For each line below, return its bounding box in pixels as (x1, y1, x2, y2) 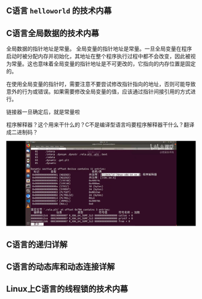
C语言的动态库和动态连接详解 (6, 261, 115, 272)
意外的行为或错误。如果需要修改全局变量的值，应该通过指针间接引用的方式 (6, 88, 191, 95)
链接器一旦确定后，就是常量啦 (6, 108, 80, 116)
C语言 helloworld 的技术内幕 (6, 5, 112, 16)
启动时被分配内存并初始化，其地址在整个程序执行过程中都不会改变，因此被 (6, 53, 191, 60)
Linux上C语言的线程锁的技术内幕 (6, 284, 128, 294)
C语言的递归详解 (6, 239, 68, 250)
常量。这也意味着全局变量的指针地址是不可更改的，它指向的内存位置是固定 (11, 60, 196, 67)
